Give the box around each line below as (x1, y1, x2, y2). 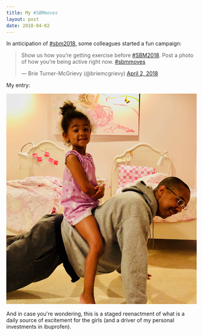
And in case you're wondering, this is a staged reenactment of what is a (6, 310, 185, 317)
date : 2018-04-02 (6, 22, 50, 29)
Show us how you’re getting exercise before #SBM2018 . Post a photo (21, 52, 194, 59)
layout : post (6, 16, 39, 22)
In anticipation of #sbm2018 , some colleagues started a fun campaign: (6, 40, 182, 47)
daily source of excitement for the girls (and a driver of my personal (6, 316, 175, 324)
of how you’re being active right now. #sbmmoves (21, 58, 146, 66)
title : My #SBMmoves (6, 10, 59, 16)
